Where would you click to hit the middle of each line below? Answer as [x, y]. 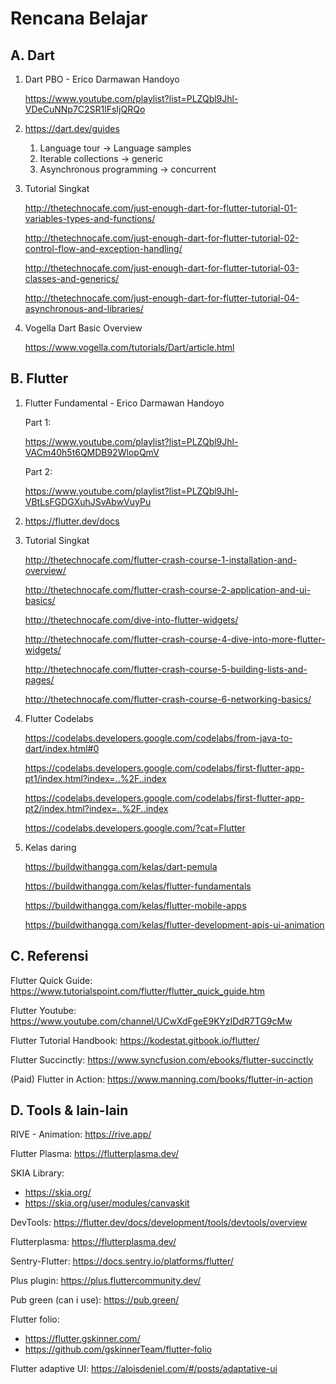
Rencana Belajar [79, 18]
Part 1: [38, 422]
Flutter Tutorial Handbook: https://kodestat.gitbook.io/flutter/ [135, 1040]
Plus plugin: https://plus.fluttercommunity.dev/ [106, 1281]
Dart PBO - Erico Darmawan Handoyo [102, 79]
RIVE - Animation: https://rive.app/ [81, 1134]
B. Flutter [39, 378]
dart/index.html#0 [62, 748]
